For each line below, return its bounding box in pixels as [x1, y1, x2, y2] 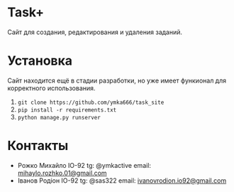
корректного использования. [7, 83, 96, 92]
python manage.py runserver [17, 114, 101, 121]
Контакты [7, 138, 69, 154]
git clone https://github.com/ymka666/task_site [17, 99, 165, 106]
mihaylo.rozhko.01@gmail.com [17, 169, 108, 177]
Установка [7, 53, 73, 69]
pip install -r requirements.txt [17, 106, 117, 114]
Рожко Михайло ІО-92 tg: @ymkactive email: [17, 161, 151, 169]
